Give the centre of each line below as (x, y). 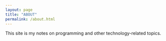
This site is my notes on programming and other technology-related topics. (83, 33)
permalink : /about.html (30, 19)
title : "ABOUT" (21, 14)
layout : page (19, 10)
